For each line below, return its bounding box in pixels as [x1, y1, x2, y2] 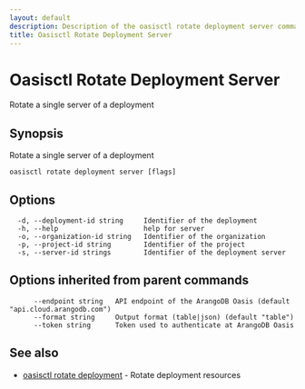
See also [9, 345, 59, 361]
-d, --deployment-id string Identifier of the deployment [17, 215, 258, 225]
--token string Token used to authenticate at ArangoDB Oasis [33, 320, 295, 330]
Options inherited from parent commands [9, 273, 250, 288]
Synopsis [9, 125, 64, 141]
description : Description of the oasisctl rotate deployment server [9, 22, 274, 31]
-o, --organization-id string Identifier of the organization [17, 232, 266, 241]
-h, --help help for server [17, 224, 205, 233]
